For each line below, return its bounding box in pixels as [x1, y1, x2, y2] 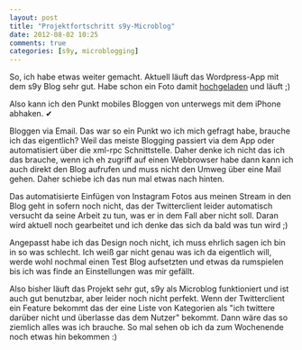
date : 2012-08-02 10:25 [9, 30, 99, 39]
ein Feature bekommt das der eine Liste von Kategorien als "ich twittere [9, 303, 275, 314]
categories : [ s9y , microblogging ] [9, 47, 140, 56]
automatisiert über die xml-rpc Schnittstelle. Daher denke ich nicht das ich [9, 145, 286, 156]
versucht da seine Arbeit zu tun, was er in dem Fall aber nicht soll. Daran [9, 210, 279, 221]
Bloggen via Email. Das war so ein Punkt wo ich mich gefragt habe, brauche [9, 125, 291, 136]
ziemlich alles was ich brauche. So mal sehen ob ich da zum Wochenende [9, 322, 284, 333]
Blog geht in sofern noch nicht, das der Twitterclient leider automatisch [9, 200, 273, 212]
